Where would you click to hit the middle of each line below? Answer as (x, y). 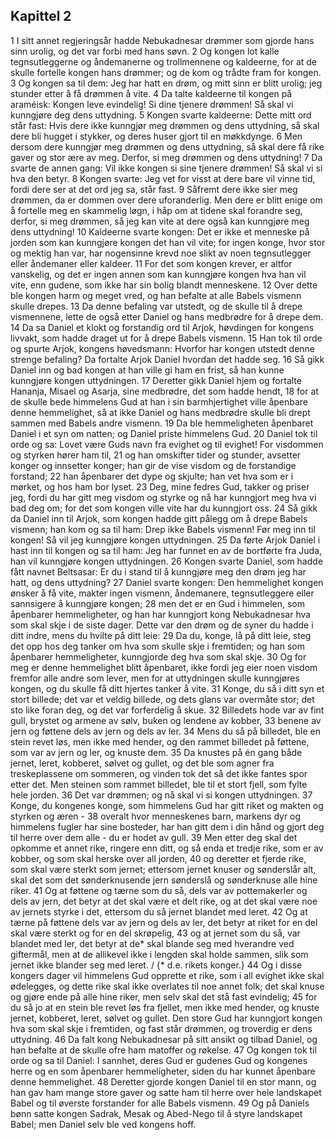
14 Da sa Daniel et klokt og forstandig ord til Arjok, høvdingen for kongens (162, 327)
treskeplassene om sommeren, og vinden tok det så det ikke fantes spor (159, 773)
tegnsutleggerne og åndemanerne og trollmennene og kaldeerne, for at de (164, 61)
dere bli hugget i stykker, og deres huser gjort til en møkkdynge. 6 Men (156, 136)
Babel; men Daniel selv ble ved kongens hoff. (103, 1124)
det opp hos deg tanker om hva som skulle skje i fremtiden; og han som (157, 646)
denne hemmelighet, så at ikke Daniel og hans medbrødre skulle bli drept (160, 412)
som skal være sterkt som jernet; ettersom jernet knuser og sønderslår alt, (163, 869)
